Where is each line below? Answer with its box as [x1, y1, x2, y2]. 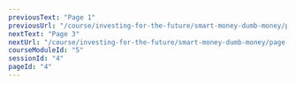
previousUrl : [8, 21, 57, 30]
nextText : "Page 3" [8, 29, 80, 38]
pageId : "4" [8, 63, 52, 72]
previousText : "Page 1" [8, 12, 96, 22]
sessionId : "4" [8, 54, 65, 63]
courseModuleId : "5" [8, 46, 85, 55]
